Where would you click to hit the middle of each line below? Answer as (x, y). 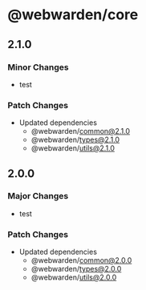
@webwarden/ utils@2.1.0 (73, 148)
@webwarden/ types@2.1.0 (75, 140)
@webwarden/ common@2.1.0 (80, 131)
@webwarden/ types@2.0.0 (76, 269)
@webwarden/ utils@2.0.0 (74, 277)
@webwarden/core (73, 15)
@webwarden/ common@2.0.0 (81, 260)
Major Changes (38, 196)
